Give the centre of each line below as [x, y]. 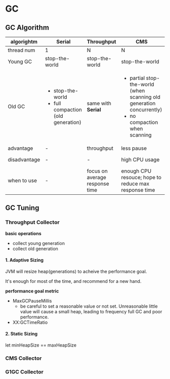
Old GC [16, 107]
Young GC [20, 61]
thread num [22, 50]
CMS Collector [24, 358]
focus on [97, 171]
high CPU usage [140, 160]
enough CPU [136, 171]
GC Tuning [22, 208]
